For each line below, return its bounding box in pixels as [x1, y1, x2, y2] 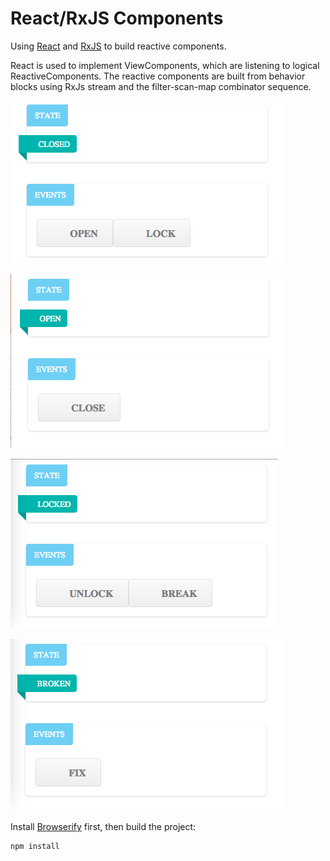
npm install [10, 841, 60, 851]
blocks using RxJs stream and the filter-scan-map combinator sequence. [10, 80, 312, 92]
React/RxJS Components [10, 7, 224, 30]
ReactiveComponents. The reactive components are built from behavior [10, 70, 306, 82]
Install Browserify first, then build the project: [10, 820, 197, 832]
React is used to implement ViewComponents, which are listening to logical [10, 59, 320, 71]
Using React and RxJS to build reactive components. [10, 40, 227, 52]
